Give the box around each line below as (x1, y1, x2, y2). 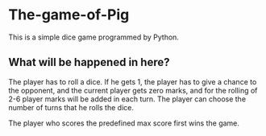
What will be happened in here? (8, 56, 171, 69)
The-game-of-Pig (8, 6, 130, 24)
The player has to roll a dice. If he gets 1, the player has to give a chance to (8, 76, 257, 86)
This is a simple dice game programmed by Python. (8, 32, 180, 42)
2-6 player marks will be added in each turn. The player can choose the (8, 94, 247, 104)
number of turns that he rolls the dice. (8, 102, 135, 112)
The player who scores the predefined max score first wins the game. (8, 118, 240, 128)
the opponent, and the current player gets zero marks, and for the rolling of (8, 85, 258, 95)
